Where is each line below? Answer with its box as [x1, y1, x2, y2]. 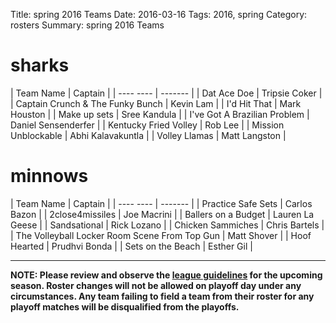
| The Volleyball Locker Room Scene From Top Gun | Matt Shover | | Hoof [10, 229, 312, 241]
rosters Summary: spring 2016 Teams [10, 19, 165, 31]
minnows [10, 165, 89, 188]
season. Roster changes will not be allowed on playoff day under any [10, 279, 302, 291]
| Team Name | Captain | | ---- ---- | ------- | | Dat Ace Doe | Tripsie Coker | [10, 87, 323, 99]
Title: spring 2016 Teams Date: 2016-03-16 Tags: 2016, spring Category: [10, 9, 308, 20]
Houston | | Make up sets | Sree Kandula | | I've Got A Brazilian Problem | [10, 108, 310, 120]
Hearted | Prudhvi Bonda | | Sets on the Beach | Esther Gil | [10, 240, 253, 252]
